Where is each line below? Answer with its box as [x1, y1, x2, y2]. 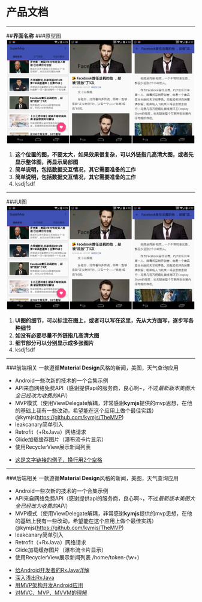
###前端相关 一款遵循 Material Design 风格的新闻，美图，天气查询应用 [6, 364, 179, 371]
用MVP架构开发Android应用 [14, 582, 83, 589]
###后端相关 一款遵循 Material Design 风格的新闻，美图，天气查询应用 [6, 475, 179, 482]
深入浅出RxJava [14, 574, 55, 582]
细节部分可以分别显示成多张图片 [14, 339, 94, 347]
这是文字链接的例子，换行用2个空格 [14, 456, 103, 463]
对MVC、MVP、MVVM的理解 [14, 589, 88, 597]
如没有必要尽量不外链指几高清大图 [14, 332, 100, 339]
